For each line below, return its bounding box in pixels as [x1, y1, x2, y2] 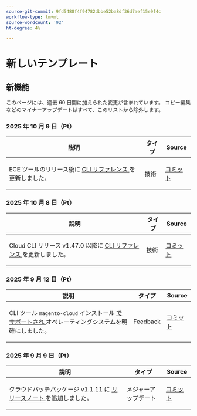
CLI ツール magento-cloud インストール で [9, 309, 123, 317]
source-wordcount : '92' [6, 19, 64, 25]
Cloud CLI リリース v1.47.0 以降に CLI [9, 241, 114, 249]
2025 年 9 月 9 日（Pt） [6, 351, 73, 360]
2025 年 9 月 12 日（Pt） [6, 275, 75, 283]
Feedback [133, 317, 161, 326]
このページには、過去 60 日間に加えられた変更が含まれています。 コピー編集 [6, 99, 191, 106]
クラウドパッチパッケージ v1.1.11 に [9, 385, 110, 394]
